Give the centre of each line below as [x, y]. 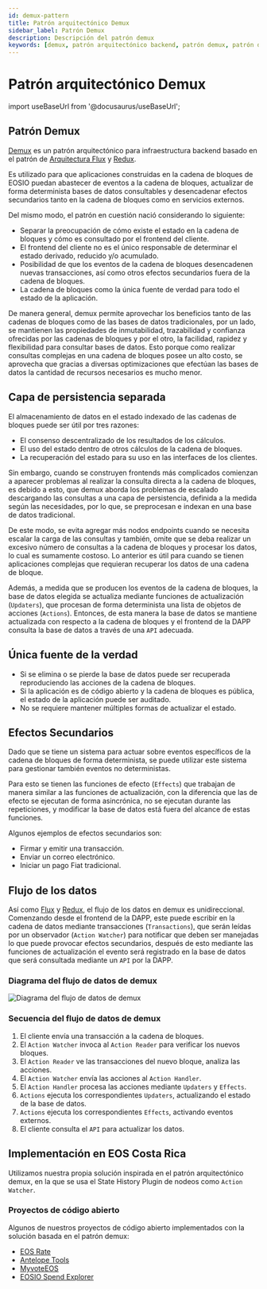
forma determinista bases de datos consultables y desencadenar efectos [128, 191]
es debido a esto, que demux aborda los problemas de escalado [113, 489]
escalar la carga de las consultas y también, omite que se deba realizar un [130, 538]
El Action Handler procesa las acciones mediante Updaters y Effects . [133, 1086]
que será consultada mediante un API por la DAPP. [91, 960]
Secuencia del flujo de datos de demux [85, 1019]
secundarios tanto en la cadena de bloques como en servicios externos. [126, 199]
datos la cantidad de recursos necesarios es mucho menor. [105, 372]
